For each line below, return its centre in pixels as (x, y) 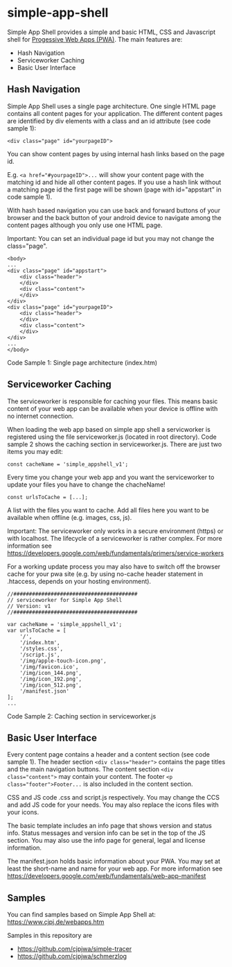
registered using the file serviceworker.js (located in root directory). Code (112, 437)
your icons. (23, 812)
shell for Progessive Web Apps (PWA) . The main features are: (95, 39)
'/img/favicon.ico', (49, 667)
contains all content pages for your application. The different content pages (115, 113)
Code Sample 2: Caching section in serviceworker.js (82, 716)
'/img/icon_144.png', (51, 673)
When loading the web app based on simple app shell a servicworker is (109, 429)
